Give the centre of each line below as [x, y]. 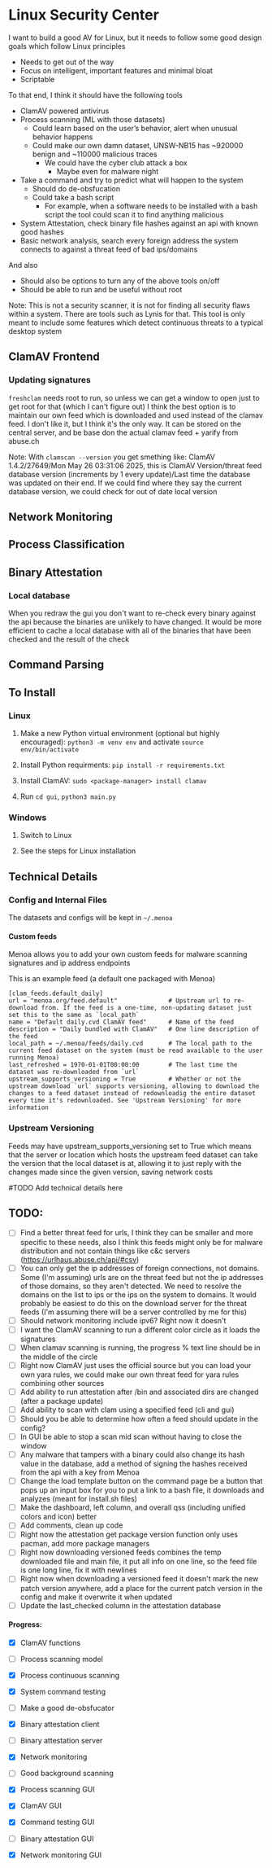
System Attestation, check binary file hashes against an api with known [139, 223]
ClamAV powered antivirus [65, 111]
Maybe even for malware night [108, 171]
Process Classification [67, 544]
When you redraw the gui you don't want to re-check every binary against [132, 613]
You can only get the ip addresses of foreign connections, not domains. [140, 1268]
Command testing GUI [57, 1822]
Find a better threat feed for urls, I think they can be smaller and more [136, 1233]
